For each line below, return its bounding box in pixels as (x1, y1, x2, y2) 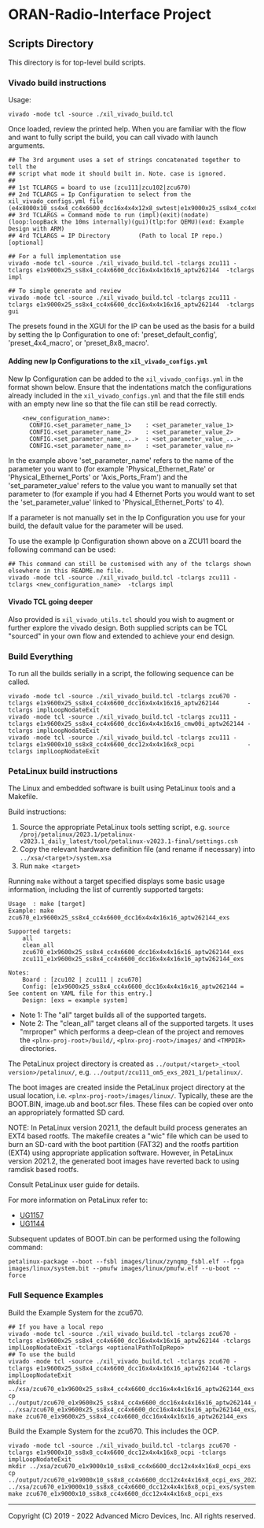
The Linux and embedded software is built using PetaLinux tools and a (8, 783, 236, 793)
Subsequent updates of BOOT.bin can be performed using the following (8, 1234, 241, 1244)
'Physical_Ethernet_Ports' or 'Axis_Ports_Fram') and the (8, 472, 188, 482)
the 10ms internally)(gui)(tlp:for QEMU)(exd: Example (60, 218, 244, 226)
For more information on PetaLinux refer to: (8, 1195, 148, 1205)
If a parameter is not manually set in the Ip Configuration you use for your (8, 512, 246, 522)
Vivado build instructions (8, 77, 107, 88)
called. (8, 677, 30, 686)
